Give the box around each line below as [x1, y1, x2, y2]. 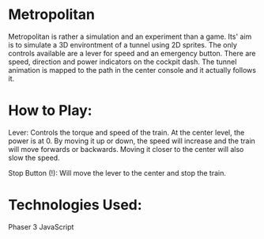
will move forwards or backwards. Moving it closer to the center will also [8, 144, 244, 154]
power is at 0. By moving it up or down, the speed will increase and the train [8, 136, 255, 146]
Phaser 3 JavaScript [8, 222, 74, 231]
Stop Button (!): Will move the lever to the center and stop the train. [8, 168, 227, 177]
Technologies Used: [8, 196, 142, 214]
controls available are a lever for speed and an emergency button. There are [8, 48, 256, 58]
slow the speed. [8, 153, 61, 162]
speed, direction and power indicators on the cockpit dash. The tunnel [8, 57, 237, 66]
